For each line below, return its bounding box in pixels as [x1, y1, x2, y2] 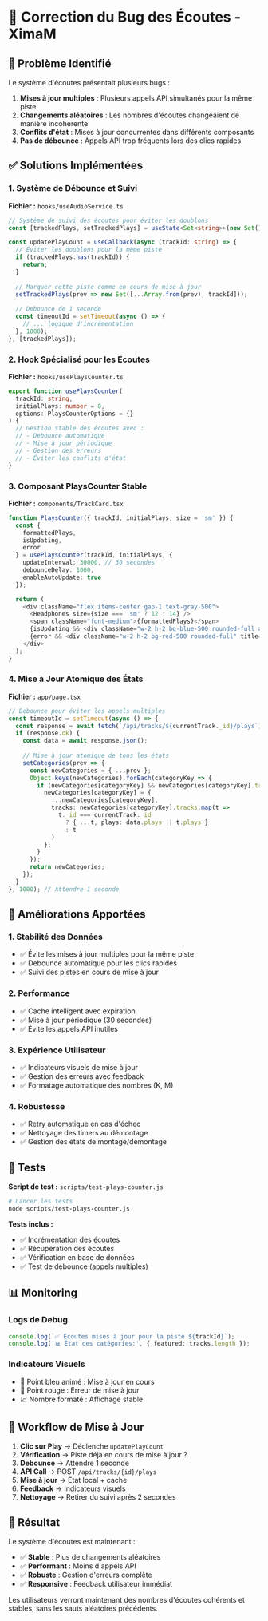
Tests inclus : [8, 1219, 53, 1229]
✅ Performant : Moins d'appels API [19, 1561, 137, 1571]
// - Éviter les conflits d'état [15, 454, 127, 462]
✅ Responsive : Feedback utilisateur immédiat [19, 1579, 173, 1589]
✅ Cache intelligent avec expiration [19, 1006, 136, 1016]
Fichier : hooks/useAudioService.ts [8, 200, 124, 211]
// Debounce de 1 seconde [15, 305, 102, 313]
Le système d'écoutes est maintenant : [8, 1537, 136, 1547]
